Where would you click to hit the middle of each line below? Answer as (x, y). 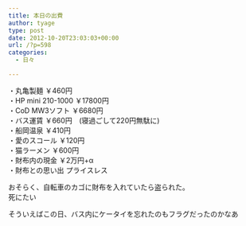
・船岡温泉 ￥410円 (40, 130)
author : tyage (32, 23)
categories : (28, 53)
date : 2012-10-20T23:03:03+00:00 (64, 38)
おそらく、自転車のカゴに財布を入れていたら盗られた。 (99, 187)
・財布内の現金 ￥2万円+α (51, 160)
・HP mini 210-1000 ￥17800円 (59, 100)
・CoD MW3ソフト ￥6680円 (56, 110)
